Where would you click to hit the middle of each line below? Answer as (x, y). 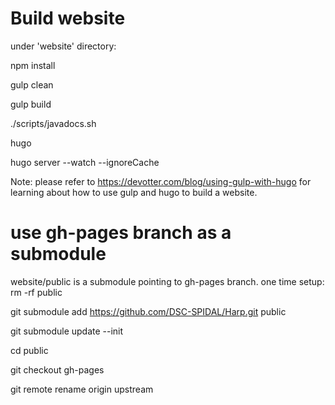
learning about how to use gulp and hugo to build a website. (134, 192)
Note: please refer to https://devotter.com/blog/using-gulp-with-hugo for (161, 181)
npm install (33, 65)
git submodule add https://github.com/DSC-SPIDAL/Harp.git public (148, 311)
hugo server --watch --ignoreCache (85, 162)
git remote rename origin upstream (82, 389)
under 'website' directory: (63, 46)
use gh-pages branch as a (121, 233)
